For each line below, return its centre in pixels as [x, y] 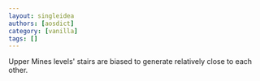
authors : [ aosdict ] [41, 23]
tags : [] [23, 38]
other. [18, 70]
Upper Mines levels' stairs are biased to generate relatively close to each [130, 62]
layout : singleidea [41, 16]
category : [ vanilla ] [43, 31]
